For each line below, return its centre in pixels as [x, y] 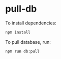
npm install [18, 32]
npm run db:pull [22, 51]
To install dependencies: [31, 23]
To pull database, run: [28, 42]
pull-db [21, 9]
